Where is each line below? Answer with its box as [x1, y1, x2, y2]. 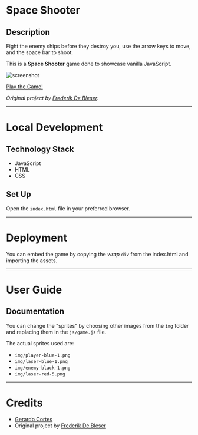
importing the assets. [6, 257, 58, 264]
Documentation [6, 307, 65, 317]
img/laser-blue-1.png [14, 358, 68, 364]
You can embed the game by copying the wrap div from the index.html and [6, 251, 189, 258]
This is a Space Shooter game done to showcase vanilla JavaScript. [6, 60, 172, 67]
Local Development [6, 121, 103, 134]
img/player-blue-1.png [14, 352, 71, 358]
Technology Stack [6, 144, 74, 154]
